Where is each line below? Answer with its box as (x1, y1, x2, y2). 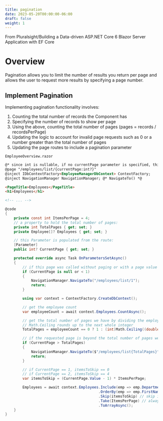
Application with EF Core (5, 39, 55, 45)
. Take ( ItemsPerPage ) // (98, 398, 147, 403)
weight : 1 (5, 20, 25, 26)
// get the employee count (22, 305, 77, 309)
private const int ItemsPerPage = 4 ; (14, 215, 90, 221)
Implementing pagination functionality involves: (5, 104, 99, 110)
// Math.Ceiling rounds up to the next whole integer (22, 323, 133, 327)
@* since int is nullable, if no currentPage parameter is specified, (5, 162, 151, 167)
